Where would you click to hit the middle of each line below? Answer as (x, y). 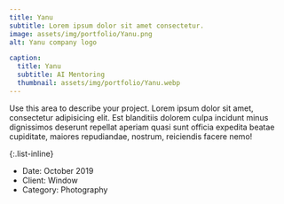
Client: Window (50, 180)
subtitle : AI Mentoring (61, 75)
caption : (25, 59)
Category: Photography (65, 189)
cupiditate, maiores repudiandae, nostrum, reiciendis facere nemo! (131, 136)
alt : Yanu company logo (53, 42)
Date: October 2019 (58, 170)
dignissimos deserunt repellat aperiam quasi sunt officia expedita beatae (142, 127)
